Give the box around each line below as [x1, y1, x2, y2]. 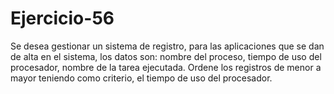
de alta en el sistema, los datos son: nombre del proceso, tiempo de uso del [10, 50, 322, 62]
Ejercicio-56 [10, 7, 115, 30]
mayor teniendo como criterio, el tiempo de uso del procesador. [10, 72, 273, 84]
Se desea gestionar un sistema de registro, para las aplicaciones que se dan [10, 40, 325, 52]
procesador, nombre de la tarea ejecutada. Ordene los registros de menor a [10, 61, 322, 73]
